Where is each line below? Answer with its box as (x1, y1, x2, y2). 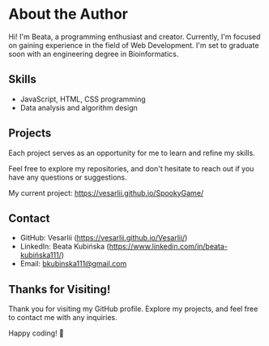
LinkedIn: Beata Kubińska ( (19, 241, 109, 252)
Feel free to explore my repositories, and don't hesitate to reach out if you (8, 163, 254, 173)
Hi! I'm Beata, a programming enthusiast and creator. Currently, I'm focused (8, 32, 261, 41)
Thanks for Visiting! (8, 282, 111, 296)
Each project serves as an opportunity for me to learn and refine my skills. (8, 148, 255, 158)
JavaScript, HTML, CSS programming (19, 94, 146, 104)
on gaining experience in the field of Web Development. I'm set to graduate (8, 40, 259, 50)
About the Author (8, 5, 128, 24)
